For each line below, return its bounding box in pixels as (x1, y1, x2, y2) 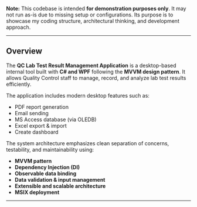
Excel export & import (14, 122, 67, 129)
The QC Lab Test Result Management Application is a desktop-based (6, 62, 177, 69)
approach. (6, 24, 31, 31)
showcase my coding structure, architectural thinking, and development (6, 18, 180, 24)
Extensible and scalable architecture (14, 182, 106, 189)
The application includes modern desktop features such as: (6, 92, 150, 99)
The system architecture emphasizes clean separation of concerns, (6, 139, 169, 146)
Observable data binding (14, 170, 77, 177)
